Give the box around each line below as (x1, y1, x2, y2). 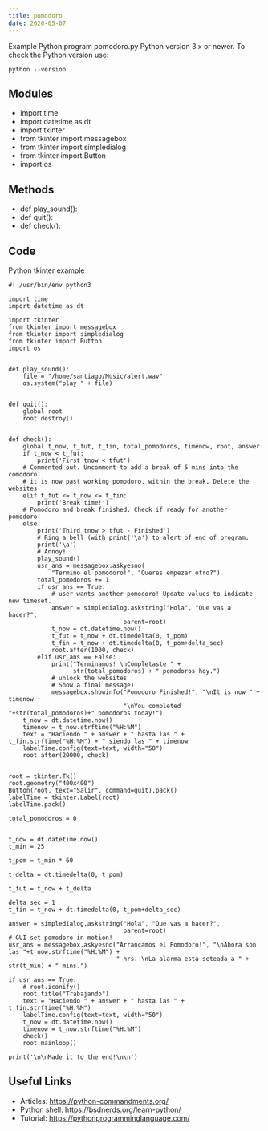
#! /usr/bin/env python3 (8, 281, 91, 289)
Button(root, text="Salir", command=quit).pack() (8, 786, 178, 794)
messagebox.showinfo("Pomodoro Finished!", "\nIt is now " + (51, 687, 261, 696)
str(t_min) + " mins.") (8, 962, 88, 970)
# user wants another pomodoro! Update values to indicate (51, 590, 253, 598)
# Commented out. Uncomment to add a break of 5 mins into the (22, 463, 239, 472)
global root (22, 407, 63, 416)
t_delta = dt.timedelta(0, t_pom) (8, 870, 124, 878)
